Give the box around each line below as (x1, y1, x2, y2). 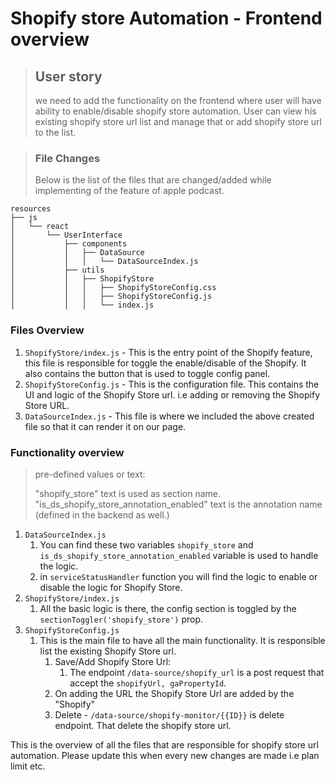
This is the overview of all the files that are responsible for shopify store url (10, 738, 319, 751)
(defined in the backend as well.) (34, 508, 170, 521)
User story (34, 68, 103, 85)
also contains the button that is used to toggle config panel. (24, 367, 271, 379)
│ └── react (10, 222, 70, 232)
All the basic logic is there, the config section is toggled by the (39, 602, 297, 614)
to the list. (34, 127, 77, 138)
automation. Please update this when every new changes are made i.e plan (10, 749, 320, 761)
